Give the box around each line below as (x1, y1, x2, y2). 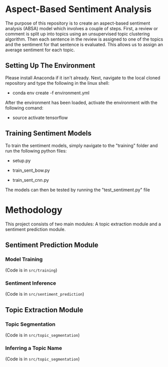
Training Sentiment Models (5, 129, 92, 138)
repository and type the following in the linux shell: (5, 80, 109, 86)
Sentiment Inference (5, 280, 57, 287)
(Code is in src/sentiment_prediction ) (5, 291, 84, 297)
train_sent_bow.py (12, 167, 50, 173)
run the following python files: (5, 148, 67, 154)
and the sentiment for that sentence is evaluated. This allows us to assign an (5, 41, 163, 47)
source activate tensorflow (12, 114, 68, 120)
